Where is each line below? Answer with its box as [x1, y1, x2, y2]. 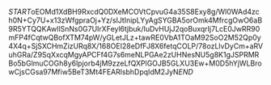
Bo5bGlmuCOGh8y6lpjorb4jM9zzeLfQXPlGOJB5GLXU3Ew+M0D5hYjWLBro [8, 58, 262, 68]
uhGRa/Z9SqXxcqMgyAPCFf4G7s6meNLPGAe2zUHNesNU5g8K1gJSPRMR [8, 50, 260, 59]
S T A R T [8, 7, 32, 16]
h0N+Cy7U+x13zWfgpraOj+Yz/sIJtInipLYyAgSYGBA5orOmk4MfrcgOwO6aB [8, 15, 263, 25]
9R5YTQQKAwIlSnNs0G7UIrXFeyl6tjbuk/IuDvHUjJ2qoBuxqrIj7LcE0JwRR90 [8, 24, 260, 33]
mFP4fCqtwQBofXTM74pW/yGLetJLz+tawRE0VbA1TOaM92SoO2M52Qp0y [8, 32, 261, 42]
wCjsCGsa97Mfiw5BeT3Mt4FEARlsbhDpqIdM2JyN [8, 67, 180, 76]
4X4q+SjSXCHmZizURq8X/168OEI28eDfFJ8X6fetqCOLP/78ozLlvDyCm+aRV [8, 41, 264, 51]
